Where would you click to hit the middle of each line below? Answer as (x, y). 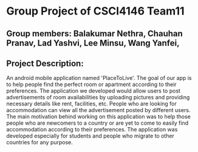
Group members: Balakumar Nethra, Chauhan (95, 34)
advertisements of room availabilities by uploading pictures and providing (98, 97)
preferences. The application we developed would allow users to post (94, 91)
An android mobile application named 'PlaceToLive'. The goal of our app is (99, 78)
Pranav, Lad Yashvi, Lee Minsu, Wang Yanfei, (93, 43)
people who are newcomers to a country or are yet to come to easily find (97, 123)
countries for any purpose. (39, 142)
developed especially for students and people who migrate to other (90, 136)
